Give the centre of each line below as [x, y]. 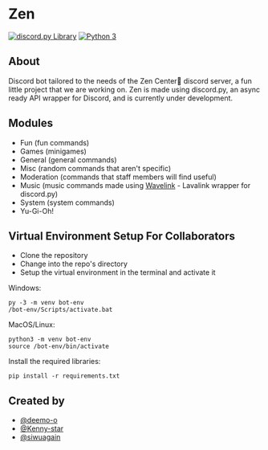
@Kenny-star [42, 429]
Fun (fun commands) [55, 142]
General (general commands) [69, 160]
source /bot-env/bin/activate [59, 346]
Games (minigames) [53, 151]
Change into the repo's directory [74, 264]
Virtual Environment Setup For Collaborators [122, 236]
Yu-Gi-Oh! [37, 211]
